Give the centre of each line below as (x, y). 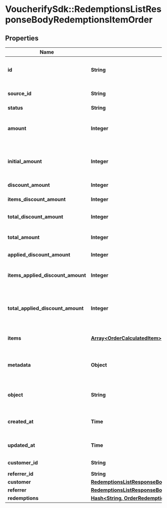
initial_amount (25, 161)
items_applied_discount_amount (47, 275)
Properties (22, 38)
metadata (19, 365)
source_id (20, 93)
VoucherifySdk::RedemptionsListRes (83, 9)
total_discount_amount (36, 217)
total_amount (24, 237)
